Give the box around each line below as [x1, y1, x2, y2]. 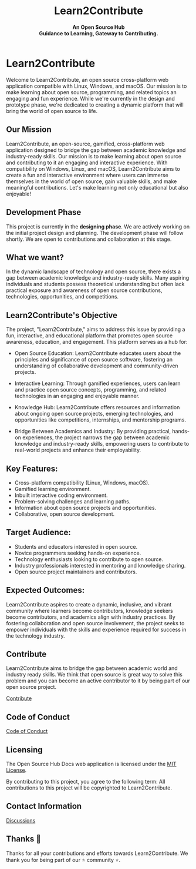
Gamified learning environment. [14, 485, 92, 492]
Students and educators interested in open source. [14, 543, 138, 550]
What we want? [6, 252, 65, 263]
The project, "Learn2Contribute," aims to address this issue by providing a [6, 326, 185, 333]
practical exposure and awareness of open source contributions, [6, 287, 163, 294]
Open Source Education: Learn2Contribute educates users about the [14, 350, 181, 357]
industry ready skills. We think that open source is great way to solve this [6, 671, 183, 678]
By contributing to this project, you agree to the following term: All [6, 778, 165, 785]
